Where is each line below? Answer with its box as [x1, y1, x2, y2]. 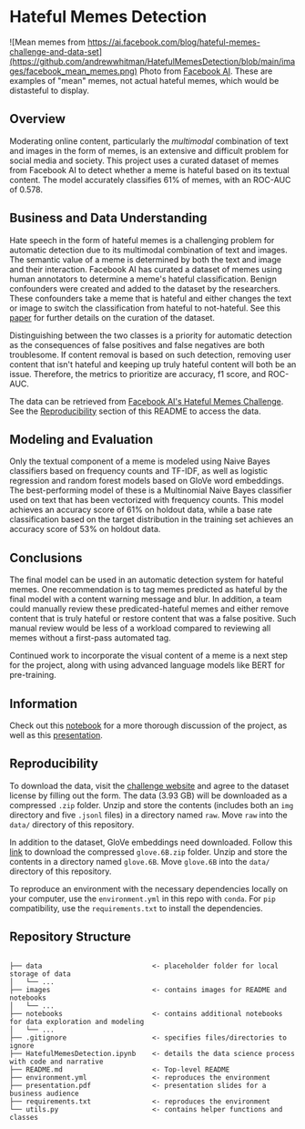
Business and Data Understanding [9, 210, 208, 226]
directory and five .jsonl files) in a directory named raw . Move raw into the [9, 809, 289, 820]
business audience [9, 1089, 79, 1098]
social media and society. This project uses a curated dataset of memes [9, 155, 280, 166]
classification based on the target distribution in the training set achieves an [9, 514, 294, 525]
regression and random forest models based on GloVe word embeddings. [9, 476, 285, 487]
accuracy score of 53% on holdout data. [9, 524, 161, 535]
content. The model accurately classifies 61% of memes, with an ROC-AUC [9, 174, 291, 185]
